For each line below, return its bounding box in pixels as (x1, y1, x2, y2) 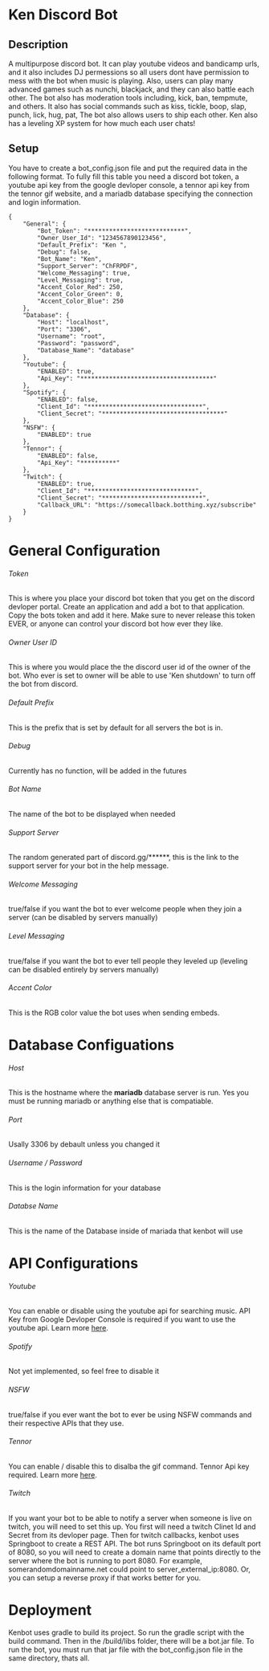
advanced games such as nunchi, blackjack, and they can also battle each (8, 84, 255, 94)
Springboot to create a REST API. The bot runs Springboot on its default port (8, 1539, 261, 1549)
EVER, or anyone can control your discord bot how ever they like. (8, 619, 223, 629)
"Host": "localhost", (37, 318, 110, 326)
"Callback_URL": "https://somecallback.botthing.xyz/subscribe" (37, 500, 257, 509)
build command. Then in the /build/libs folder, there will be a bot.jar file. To (8, 1636, 255, 1645)
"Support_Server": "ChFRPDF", (37, 262, 138, 270)
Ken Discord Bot (8, 6, 118, 24)
